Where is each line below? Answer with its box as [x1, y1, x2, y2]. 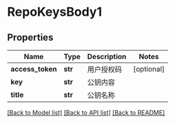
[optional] [133, 65, 165, 74]
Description [87, 52, 127, 61]
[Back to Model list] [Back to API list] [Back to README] [7, 109, 165, 117]
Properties [7, 32, 54, 43]
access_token [10, 65, 57, 74]
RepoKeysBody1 [7, 4, 102, 20]
